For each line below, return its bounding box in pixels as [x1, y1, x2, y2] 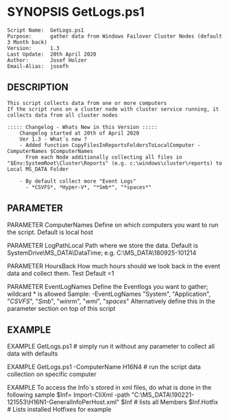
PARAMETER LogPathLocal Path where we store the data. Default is [7, 241, 199, 249]
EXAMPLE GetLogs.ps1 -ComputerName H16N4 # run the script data [7, 363, 201, 371]
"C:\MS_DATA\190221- [131, 390, 194, 399]
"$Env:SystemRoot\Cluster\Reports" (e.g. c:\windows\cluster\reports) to [7, 159, 223, 167]
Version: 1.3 [7, 45, 60, 51]
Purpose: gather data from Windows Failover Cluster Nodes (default [7, 32, 223, 40]
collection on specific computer [7, 370, 97, 378]
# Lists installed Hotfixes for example [7, 406, 112, 414]
